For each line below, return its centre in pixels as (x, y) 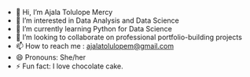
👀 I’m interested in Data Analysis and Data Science (97, 20)
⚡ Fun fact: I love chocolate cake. (69, 66)
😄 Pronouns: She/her (51, 57)
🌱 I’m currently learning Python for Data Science (94, 29)
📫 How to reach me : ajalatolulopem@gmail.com (95, 46)
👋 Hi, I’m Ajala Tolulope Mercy (64, 12)
